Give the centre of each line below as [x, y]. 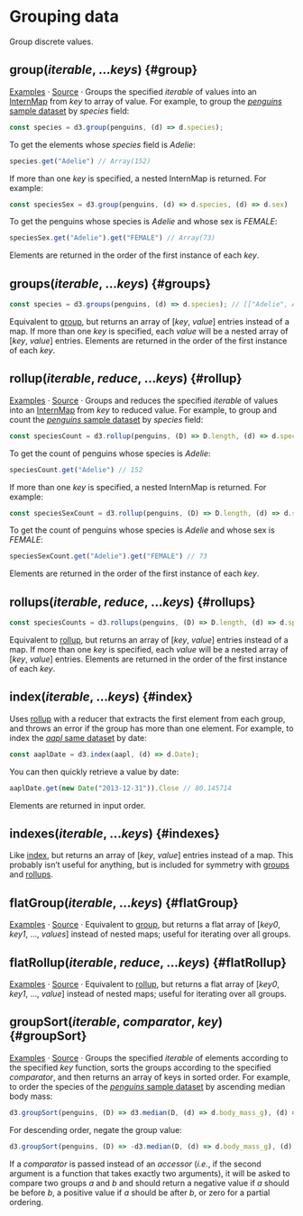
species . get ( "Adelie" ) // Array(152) [80, 161]
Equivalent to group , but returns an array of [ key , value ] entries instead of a [150, 321]
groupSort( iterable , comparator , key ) [116, 1022]
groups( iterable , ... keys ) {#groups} [110, 283]
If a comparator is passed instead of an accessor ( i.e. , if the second [135, 1164]
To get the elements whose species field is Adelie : [102, 144]
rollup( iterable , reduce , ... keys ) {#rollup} [126, 379]
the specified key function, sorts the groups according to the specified [140, 1067]
